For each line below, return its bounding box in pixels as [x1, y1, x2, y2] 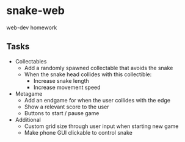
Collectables [15, 57, 47, 65]
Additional [15, 116, 41, 123]
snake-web [6, 4, 65, 18]
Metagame [15, 90, 43, 98]
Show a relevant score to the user [24, 103, 109, 110]
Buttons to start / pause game [24, 109, 100, 116]
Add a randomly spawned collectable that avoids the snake [24, 64, 173, 71]
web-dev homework [6, 24, 57, 31]
